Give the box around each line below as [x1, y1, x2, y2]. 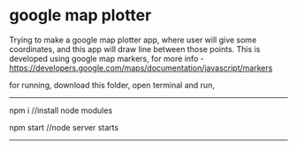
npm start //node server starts [9, 122, 119, 132]
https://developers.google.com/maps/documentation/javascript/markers [9, 63, 273, 73]
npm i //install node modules [9, 105, 113, 116]
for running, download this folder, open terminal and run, [9, 79, 215, 90]
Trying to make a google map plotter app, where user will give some [9, 34, 257, 45]
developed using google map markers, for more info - [9, 53, 205, 64]
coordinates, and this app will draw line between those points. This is [9, 43, 261, 54]
